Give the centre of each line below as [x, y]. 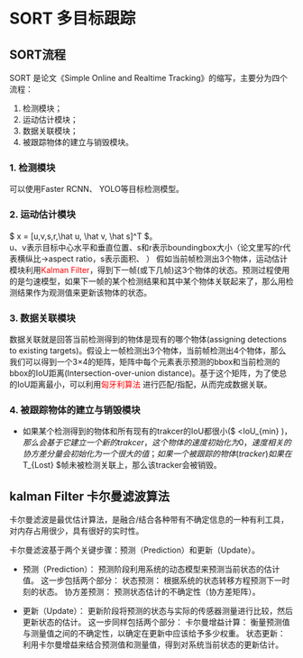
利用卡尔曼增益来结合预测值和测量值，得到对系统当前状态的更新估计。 [153, 644]
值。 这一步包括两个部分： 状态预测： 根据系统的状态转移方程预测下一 [152, 580]
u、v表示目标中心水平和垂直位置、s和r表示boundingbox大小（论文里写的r [146, 247]
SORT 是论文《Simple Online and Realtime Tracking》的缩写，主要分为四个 [149, 78]
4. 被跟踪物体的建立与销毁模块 [75, 409]
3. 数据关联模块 [43, 318]
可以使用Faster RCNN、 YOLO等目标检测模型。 [97, 189]
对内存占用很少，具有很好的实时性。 [77, 531]
